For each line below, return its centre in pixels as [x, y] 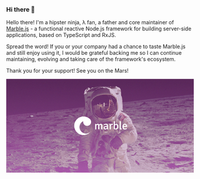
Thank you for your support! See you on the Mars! [68, 71]
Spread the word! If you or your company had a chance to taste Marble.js [96, 46]
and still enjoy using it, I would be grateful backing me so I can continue [94, 53]
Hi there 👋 [21, 10]
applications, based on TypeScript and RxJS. [61, 35]
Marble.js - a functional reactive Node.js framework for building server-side [99, 29]
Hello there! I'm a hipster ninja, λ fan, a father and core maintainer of [90, 23]
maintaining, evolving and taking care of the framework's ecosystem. [91, 59]
